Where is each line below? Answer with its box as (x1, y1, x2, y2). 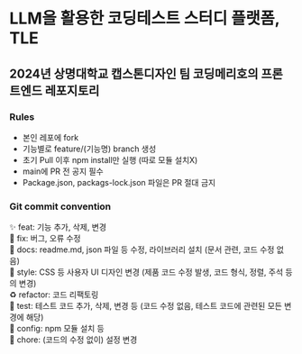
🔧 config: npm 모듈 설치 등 (9, 323, 105, 334)
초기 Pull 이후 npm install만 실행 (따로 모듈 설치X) (22, 154, 198, 165)
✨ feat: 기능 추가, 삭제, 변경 (9, 222, 106, 232)
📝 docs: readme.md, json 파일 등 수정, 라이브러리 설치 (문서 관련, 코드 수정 (9, 244, 275, 255)
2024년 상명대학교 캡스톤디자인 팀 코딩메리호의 (9, 66, 259, 81)
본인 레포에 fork (22, 132, 79, 142)
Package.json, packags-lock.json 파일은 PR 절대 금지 (22, 177, 216, 187)
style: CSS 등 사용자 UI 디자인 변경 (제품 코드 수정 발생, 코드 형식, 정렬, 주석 (16, 267, 284, 277)
